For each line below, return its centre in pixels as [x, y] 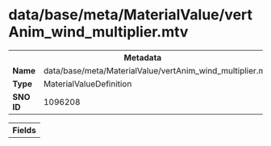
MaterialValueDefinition [88, 84]
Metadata [143, 57]
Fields [24, 130]
